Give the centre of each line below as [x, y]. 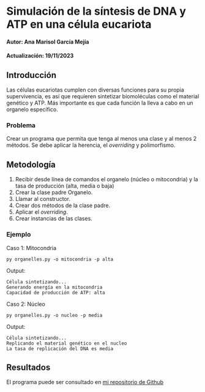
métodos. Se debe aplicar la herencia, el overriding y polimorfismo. [91, 145]
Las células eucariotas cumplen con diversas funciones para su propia [95, 90]
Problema [21, 125]
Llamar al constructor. [43, 199]
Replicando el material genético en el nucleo [67, 343]
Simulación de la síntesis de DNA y [96, 11]
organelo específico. [32, 109]
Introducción [32, 75]
